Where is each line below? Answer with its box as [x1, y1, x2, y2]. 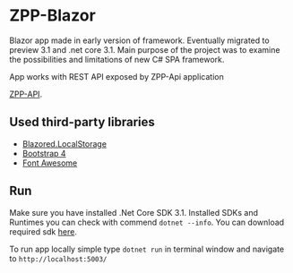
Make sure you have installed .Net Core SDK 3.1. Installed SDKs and [9, 207, 258, 218]
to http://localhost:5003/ [9, 252, 108, 264]
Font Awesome [22, 158, 78, 168]
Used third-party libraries [9, 115, 155, 130]
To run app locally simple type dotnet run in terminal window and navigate [9, 243, 285, 254]
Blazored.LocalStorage [22, 138, 108, 149]
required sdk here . [9, 226, 78, 237]
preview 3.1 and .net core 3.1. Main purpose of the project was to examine [9, 44, 280, 55]
